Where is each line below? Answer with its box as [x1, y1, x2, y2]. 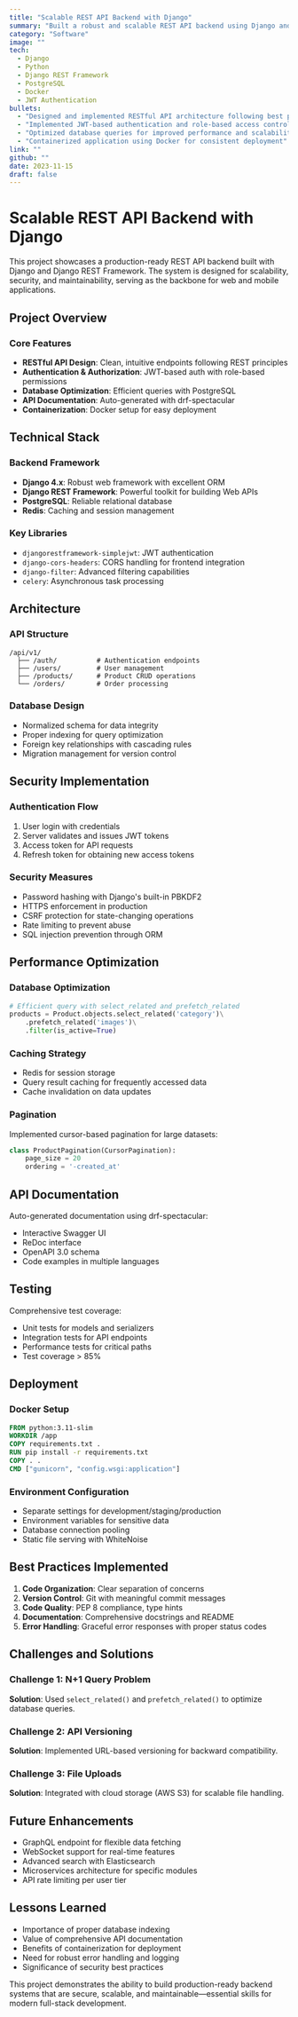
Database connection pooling [21, 1524, 130, 1536]
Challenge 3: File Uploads [9, 1768, 122, 1780]
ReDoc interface [21, 1238, 82, 1248]
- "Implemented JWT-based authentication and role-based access [17, 121, 260, 130]
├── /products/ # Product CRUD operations [17, 671, 197, 680]
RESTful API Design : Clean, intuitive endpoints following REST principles [21, 357, 288, 368]
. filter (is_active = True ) [25, 1026, 117, 1035]
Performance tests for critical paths [21, 1341, 153, 1352]
